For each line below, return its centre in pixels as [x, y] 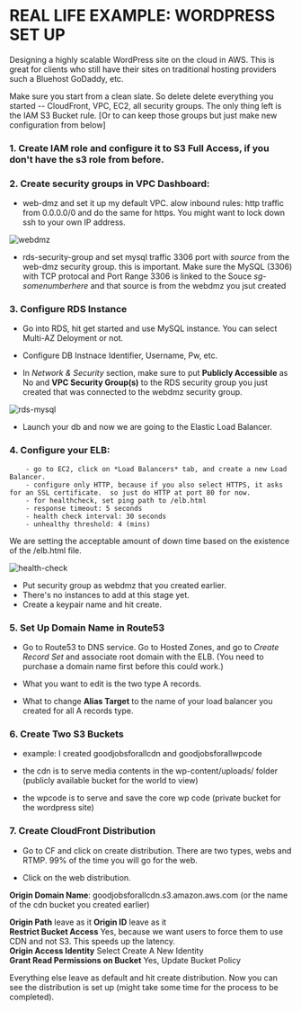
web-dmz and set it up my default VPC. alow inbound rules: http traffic [153, 203]
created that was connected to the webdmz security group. [132, 392]
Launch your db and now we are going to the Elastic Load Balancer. [147, 427]
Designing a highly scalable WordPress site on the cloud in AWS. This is [142, 59]
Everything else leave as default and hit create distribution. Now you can [144, 978]
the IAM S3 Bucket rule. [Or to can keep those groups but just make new [143, 115]
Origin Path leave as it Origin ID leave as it [88, 922]
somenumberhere [55, 286]
